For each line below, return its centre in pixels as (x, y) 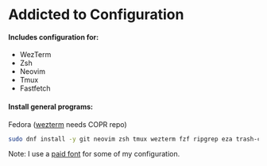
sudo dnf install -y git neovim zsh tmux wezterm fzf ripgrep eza (120, 139)
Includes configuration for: (54, 37)
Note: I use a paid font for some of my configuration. (94, 154)
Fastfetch (35, 88)
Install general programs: (51, 106)
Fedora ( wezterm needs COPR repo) (68, 124)
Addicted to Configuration (96, 15)
